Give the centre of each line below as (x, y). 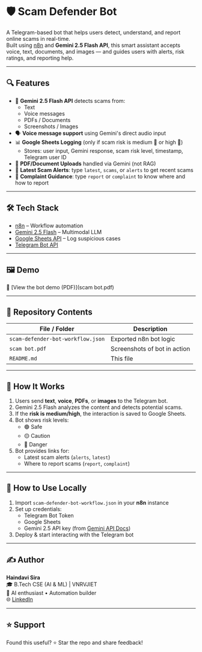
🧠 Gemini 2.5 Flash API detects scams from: (70, 100)
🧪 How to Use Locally (47, 488)
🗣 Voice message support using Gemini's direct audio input (90, 133)
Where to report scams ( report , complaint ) (77, 463)
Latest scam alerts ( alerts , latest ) (67, 457)
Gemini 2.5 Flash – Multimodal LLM (58, 232)
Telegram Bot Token (49, 515)
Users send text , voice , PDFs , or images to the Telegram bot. (91, 401)
